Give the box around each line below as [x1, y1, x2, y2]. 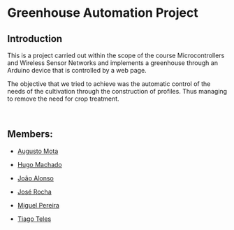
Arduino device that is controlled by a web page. [7, 66, 147, 74]
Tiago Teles [17, 215, 52, 223]
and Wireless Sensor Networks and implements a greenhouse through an [7, 59, 219, 67]
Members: [7, 128, 54, 141]
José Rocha [17, 187, 52, 196]
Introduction [7, 33, 63, 45]
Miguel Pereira [17, 201, 59, 209]
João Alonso [17, 173, 54, 182]
